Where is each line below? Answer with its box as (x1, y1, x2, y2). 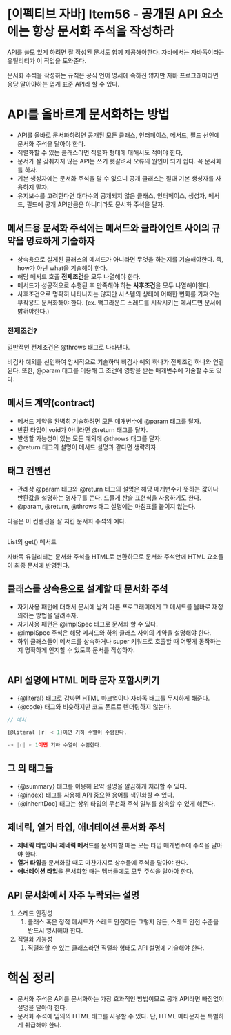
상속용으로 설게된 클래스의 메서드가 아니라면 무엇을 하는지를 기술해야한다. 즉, (17, 255, 224, 263)
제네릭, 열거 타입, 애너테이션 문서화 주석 (7, 822, 165, 834)
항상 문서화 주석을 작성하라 (32, 24, 174, 39)
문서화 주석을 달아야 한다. (17, 139, 86, 147)
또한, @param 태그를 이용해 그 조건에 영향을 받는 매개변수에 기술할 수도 (21, 366, 215, 375)
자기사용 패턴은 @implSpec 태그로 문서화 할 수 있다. (17, 620, 159, 629)
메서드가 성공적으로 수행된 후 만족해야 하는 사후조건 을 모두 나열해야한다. (17, 281, 211, 289)
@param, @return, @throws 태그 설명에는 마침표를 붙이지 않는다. (17, 502, 196, 510)
